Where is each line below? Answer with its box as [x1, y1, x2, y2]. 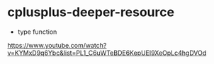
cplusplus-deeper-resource [7, 4, 175, 20]
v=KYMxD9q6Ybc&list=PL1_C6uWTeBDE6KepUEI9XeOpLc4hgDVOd [7, 49, 207, 57]
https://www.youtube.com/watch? [7, 41, 107, 49]
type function [17, 27, 57, 36]
